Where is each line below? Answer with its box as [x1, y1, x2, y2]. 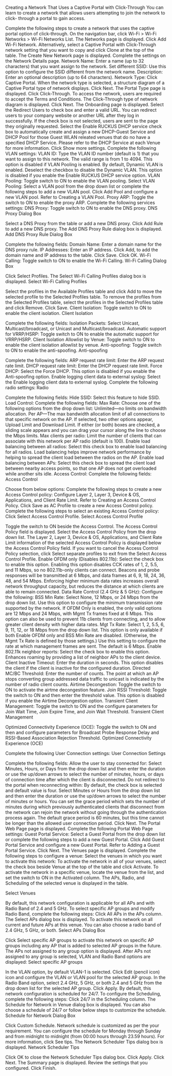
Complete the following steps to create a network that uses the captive [5, 25, 155, 31]
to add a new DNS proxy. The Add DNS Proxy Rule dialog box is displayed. [5, 226, 162, 232]
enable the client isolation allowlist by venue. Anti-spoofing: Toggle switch [5, 342, 162, 348]
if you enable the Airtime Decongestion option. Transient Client [5, 698, 138, 704]
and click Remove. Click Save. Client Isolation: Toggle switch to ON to [5, 305, 152, 311]
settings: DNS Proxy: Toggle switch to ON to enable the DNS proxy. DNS [5, 205, 158, 211]
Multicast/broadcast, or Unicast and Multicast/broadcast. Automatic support [5, 326, 166, 331]
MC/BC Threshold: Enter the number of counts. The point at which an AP [5, 670, 159, 676]
